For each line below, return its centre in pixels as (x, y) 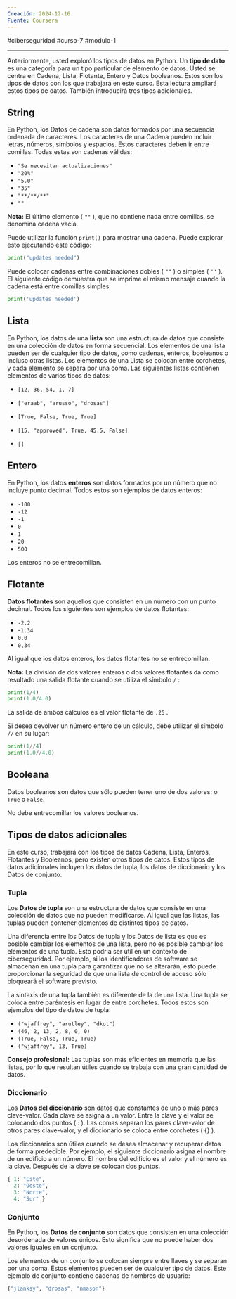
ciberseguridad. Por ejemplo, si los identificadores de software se (103, 959)
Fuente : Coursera (33, 20)
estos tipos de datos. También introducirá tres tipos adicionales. (100, 90)
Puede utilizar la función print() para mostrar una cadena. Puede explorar (115, 238)
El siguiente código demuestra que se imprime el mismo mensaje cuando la (117, 279)
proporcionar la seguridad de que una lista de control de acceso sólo (107, 973)
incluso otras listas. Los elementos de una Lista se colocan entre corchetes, (117, 360)
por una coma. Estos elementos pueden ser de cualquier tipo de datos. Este (117, 1268)
